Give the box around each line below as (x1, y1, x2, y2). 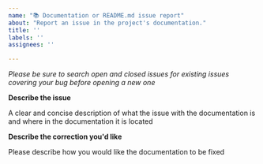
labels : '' (8, 33, 44, 42)
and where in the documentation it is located (8, 117, 153, 126)
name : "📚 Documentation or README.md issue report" (8, 11, 185, 20)
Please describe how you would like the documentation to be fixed (8, 147, 225, 157)
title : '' (8, 26, 41, 34)
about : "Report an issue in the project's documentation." (8, 19, 207, 27)
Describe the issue (8, 93, 71, 102)
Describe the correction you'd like (8, 132, 122, 142)
